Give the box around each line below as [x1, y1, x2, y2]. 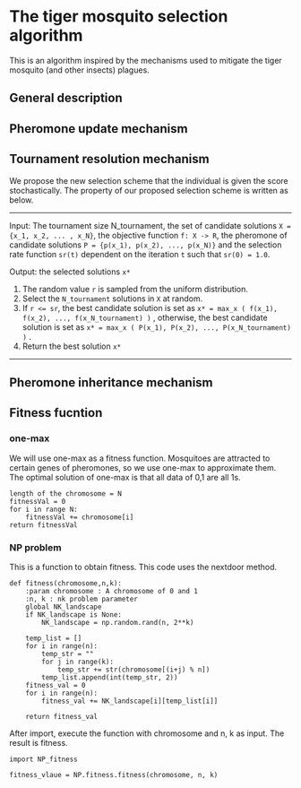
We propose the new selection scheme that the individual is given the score [9, 175, 288, 186]
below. [9, 195, 34, 205]
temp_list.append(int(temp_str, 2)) [41, 672, 178, 682]
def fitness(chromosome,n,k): [9, 578, 123, 588]
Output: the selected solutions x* [9, 266, 131, 277]
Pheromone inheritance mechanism [9, 375, 213, 390]
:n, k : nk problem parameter [25, 594, 139, 603]
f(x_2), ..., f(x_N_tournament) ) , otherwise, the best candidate [21, 312, 268, 323]
